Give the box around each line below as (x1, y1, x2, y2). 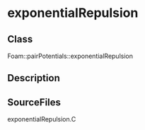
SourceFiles (7, 96, 62, 108)
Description (7, 72, 60, 84)
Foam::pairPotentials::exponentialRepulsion (7, 52, 133, 60)
